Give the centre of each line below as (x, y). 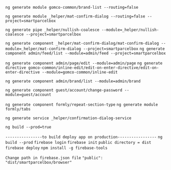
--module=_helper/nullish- (130, 30)
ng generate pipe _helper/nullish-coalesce (52, 30)
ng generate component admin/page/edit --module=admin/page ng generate (84, 63)
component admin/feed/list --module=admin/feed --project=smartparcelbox (86, 53)
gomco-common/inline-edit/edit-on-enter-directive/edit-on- (93, 68)
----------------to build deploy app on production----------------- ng (84, 137)
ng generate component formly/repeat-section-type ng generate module (82, 105)
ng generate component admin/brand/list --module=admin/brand (73, 81)
